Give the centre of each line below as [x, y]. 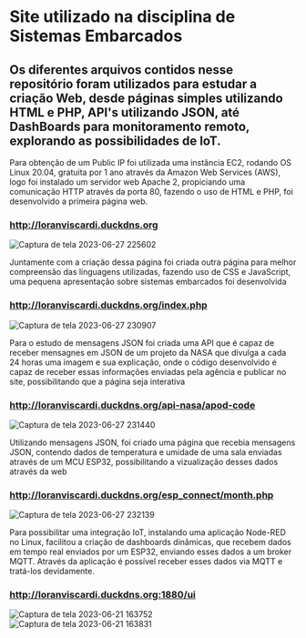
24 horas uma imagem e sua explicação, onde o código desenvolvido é [143, 362]
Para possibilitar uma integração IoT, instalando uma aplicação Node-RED [148, 532]
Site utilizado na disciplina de [122, 17]
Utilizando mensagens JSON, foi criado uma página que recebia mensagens [153, 442]
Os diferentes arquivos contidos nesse [122, 70]
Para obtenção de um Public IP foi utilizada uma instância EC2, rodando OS [151, 162]
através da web [38, 471]
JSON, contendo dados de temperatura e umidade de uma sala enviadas [146, 451]
